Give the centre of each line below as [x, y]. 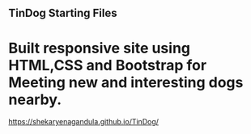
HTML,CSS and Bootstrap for [108, 65]
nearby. [35, 99]
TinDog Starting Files [63, 13]
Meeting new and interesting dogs [126, 82]
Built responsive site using [100, 48]
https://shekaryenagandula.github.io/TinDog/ [84, 122]
